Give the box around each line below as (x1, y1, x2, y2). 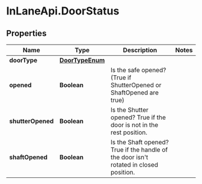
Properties (6, 28, 47, 38)
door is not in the (110, 121, 158, 129)
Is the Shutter (110, 106, 149, 114)
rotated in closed (110, 161, 158, 169)
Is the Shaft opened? (110, 138, 170, 146)
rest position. (110, 128, 148, 136)
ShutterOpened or (110, 81, 162, 89)
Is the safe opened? (110, 66, 167, 74)
